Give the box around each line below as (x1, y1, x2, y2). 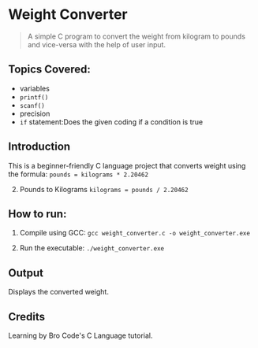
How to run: (8, 207, 67, 220)
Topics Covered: (8, 63, 91, 76)
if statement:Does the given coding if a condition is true (19, 117, 204, 127)
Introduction (8, 140, 71, 154)
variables (19, 83, 50, 93)
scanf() (19, 102, 45, 109)
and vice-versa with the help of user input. (27, 39, 166, 49)
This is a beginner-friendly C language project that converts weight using (8, 161, 246, 170)
